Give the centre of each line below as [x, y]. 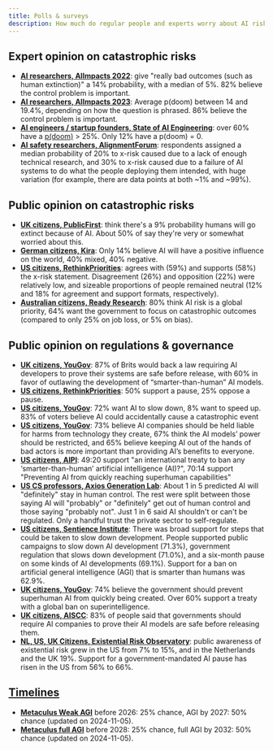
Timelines [34, 693]
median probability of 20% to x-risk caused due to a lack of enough [134, 154]
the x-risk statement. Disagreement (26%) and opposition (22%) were [137, 276]
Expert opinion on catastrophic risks [102, 56]
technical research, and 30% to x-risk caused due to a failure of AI [132, 163]
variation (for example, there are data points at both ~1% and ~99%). [136, 180]
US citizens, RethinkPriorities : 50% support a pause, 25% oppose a [135, 390]
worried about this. [52, 242]
